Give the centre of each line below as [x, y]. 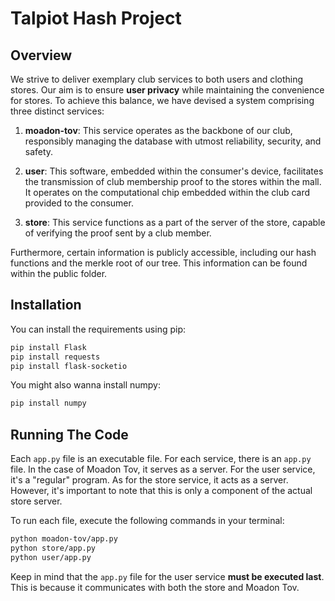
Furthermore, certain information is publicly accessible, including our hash [163, 252]
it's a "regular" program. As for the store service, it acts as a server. [149, 480]
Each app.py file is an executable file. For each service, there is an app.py [161, 459]
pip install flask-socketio [69, 366]
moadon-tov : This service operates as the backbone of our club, [158, 130]
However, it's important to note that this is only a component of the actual [161, 491]
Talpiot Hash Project [96, 18]
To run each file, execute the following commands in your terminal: [147, 521]
